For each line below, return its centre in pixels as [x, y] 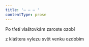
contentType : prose [26, 15]
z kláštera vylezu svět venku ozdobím [45, 39]
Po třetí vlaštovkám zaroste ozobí [40, 29]
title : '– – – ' [22, 10]
